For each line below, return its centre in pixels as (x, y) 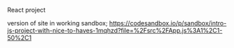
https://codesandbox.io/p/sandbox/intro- (168, 23)
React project (26, 10)
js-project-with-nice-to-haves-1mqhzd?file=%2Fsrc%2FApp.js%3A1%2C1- (115, 31)
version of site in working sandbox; (57, 23)
